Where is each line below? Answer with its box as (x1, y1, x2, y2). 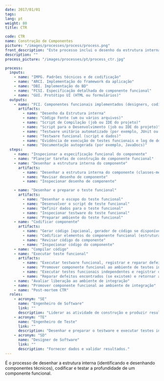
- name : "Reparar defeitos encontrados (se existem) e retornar (22, 274, 156, 279)
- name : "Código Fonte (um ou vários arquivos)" (22, 116, 123, 120)
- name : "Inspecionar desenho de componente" (22, 179, 117, 184)
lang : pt (5, 16, 23, 21)
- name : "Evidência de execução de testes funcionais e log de (22, 138, 154, 143)
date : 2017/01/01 (5, 7, 41, 12)
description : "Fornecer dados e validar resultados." (18, 346, 130, 351)
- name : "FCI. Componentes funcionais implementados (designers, (14, 102, 150, 107)
